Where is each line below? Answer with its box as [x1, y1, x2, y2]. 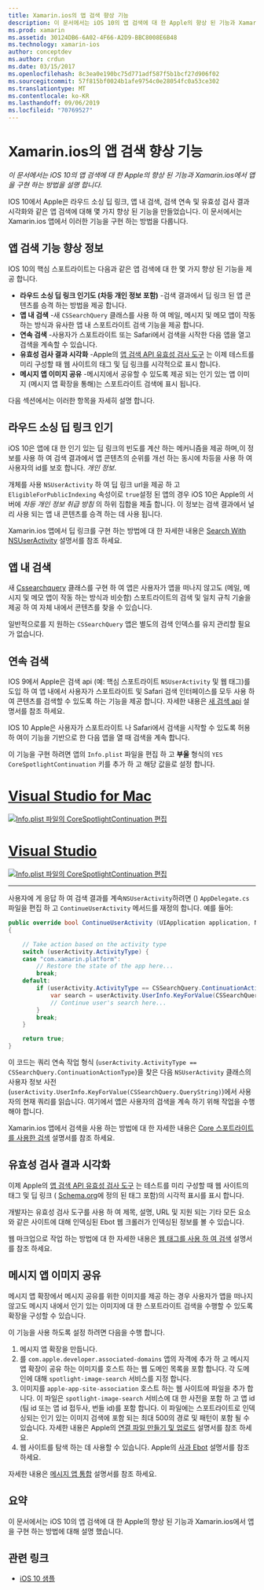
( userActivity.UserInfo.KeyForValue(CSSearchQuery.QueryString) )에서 [8, 1087, 237, 1096]
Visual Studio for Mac [8, 788, 152, 806]
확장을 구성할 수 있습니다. [8, 1310, 86, 1320]
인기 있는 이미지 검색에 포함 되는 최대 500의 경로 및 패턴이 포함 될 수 [40, 1412, 250, 1423]
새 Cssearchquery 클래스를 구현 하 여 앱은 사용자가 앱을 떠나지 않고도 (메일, [8, 583, 242, 593]
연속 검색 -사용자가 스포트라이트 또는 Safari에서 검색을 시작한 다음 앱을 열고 [19, 329, 251, 339]
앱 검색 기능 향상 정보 [8, 241, 104, 255]
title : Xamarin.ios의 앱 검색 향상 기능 [8, 11, 130, 20]
